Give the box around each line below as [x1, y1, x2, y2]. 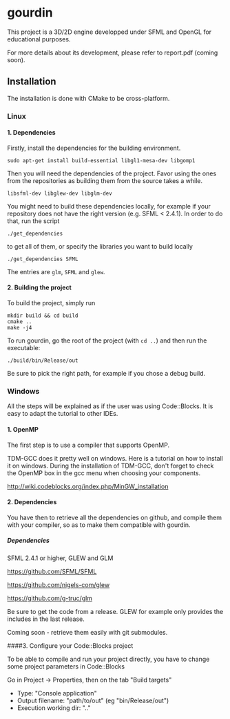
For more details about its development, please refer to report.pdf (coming [7, 48, 218, 57]
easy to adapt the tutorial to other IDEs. [7, 410, 118, 418]
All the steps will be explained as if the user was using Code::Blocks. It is [7, 402, 213, 410]
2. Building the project [7, 283, 72, 291]
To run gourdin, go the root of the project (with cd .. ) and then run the [7, 336, 207, 345]
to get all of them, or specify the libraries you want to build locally [7, 242, 193, 250]
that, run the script [7, 216, 60, 225]
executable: [7, 344, 41, 352]
